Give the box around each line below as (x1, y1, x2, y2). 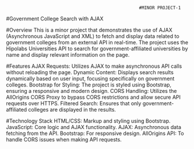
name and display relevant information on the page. (6, 51, 130, 58)
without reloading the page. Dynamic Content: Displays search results (6, 69, 174, 75)
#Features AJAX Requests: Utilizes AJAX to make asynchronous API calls (6, 63, 182, 70)
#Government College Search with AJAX (6, 15, 104, 22)
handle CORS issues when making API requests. (6, 136, 122, 143)
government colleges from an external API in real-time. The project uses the (6, 39, 189, 46)
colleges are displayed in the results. (28, 106, 117, 113)
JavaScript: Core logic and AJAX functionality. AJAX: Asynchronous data (6, 124, 182, 130)
